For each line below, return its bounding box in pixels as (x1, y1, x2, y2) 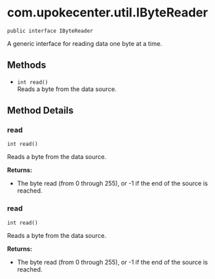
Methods (7, 60, 47, 71)
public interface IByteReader (7, 27, 94, 34)
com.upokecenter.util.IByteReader (7, 5, 208, 21)
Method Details (7, 105, 74, 117)
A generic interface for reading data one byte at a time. (7, 39, 162, 47)
